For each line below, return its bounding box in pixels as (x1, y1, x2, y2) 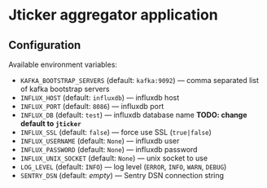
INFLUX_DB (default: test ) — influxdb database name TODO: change (20, 110, 247, 120)
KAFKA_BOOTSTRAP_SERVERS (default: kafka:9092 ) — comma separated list (20, 76, 259, 85)
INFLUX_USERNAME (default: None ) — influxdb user (20, 136, 180, 146)
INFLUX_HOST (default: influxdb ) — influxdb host (20, 93, 180, 103)
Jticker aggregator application (8, 6, 218, 24)
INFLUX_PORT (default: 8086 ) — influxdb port (20, 102, 164, 111)
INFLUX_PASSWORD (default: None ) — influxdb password (20, 145, 198, 154)
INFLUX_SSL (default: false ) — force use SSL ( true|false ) (20, 128, 212, 137)
